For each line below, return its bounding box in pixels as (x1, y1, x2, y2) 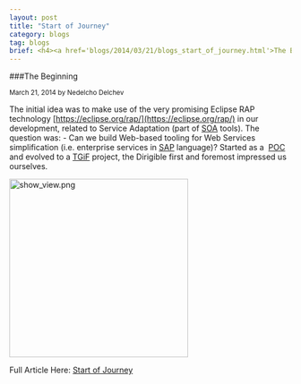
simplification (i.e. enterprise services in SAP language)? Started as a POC (9, 142, 286, 153)
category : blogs (9, 30, 70, 38)
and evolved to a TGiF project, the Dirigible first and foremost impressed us (9, 151, 287, 162)
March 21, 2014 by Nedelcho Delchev (9, 89, 125, 98)
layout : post (9, 13, 58, 22)
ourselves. (9, 161, 48, 172)
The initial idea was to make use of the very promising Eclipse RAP (9, 104, 255, 115)
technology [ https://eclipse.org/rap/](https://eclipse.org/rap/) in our (9, 114, 259, 124)
